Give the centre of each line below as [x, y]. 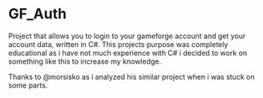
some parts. [28, 85]
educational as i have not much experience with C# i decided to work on [127, 53]
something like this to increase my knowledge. [85, 61]
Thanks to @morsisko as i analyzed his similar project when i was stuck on [131, 76]
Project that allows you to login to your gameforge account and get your [127, 36]
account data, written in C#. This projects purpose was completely [118, 44]
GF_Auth [37, 14]
